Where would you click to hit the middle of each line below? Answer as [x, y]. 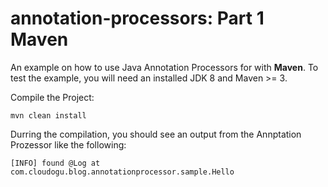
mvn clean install [48, 115]
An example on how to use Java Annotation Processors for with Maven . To [164, 67]
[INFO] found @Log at [55, 163]
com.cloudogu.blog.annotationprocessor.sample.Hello [122, 172]
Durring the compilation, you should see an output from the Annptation [156, 134]
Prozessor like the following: [68, 144]
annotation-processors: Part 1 [137, 18]
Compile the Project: [52, 97]
